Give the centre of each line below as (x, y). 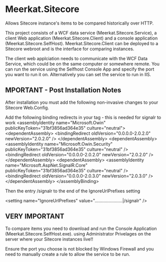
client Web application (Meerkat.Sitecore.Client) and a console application (81, 38)
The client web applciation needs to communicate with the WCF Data (76, 58)
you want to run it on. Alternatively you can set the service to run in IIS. (78, 74)
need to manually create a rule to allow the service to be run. (68, 254)
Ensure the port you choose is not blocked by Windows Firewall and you (79, 248)
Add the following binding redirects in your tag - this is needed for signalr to (83, 117)
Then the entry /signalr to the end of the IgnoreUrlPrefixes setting (73, 191)
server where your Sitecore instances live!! (49, 239)
